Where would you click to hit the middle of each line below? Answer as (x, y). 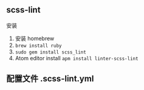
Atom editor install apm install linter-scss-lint (77, 58)
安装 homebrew (35, 38)
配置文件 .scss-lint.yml (50, 79)
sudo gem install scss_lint (50, 52)
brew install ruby (38, 46)
